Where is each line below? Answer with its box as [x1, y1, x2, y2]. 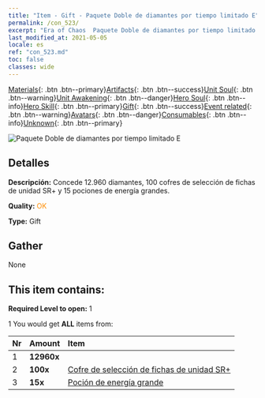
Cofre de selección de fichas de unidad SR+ [67, 364, 231, 375]
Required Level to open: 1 [8, 304, 92, 314]
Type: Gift [8, 216, 41, 226]
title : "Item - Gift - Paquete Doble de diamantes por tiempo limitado [8, 11, 248, 20]
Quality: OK [8, 201, 47, 210]
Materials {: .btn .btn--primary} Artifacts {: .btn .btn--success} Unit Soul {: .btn [8, 84, 254, 94]
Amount [28, 338, 61, 349]
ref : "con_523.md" [8, 48, 69, 56]
